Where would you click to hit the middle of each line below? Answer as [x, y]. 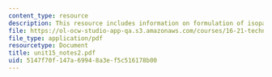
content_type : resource [49, 16]
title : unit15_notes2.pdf [52, 53]
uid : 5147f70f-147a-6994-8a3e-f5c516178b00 [83, 61]
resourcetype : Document [49, 46]
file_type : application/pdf [56, 38]
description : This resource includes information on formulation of [126, 23]
